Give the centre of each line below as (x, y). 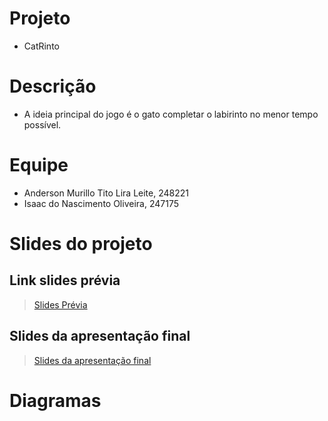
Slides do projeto (81, 244)
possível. (42, 124)
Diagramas (55, 400)
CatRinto (41, 46)
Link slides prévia (65, 280)
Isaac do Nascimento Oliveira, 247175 (101, 203)
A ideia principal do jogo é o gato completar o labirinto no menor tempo (171, 114)
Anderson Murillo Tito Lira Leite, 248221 (106, 193)
